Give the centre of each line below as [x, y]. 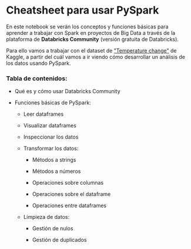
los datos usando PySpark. [38, 63]
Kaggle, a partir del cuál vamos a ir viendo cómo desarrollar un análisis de [96, 57]
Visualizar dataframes [50, 126]
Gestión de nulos [53, 228]
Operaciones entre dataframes [69, 206]
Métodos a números [56, 171]
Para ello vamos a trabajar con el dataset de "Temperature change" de [92, 50]
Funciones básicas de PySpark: [53, 103]
